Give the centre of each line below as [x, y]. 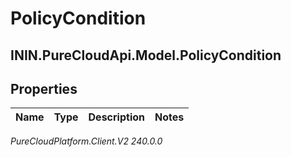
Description [116, 117]
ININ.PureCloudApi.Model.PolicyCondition [146, 55]
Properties [44, 88]
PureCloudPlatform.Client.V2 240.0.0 [86, 141]
